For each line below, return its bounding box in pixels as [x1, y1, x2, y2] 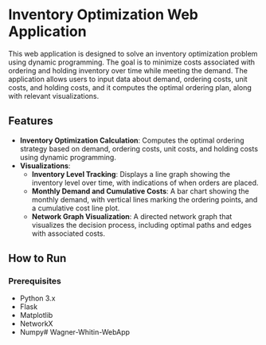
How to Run [8, 252, 67, 265]
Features [8, 114, 53, 128]
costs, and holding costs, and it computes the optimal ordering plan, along [8, 82, 252, 92]
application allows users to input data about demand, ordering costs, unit [8, 74, 248, 84]
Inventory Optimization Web [8, 6, 199, 24]
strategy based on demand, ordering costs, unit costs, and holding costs [19, 143, 259, 153]
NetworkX [19, 319, 53, 328]
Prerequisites [8, 276, 61, 287]
